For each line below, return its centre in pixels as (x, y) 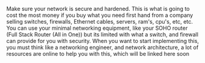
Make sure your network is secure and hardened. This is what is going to (98, 9)
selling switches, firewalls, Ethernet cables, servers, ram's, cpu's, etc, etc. (100, 22)
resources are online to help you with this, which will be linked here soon (98, 54)
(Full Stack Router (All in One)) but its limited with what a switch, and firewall (102, 35)
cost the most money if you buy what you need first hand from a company (100, 15)
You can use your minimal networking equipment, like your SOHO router (97, 28)
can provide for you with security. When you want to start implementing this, (103, 41)
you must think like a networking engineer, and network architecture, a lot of (102, 47)
